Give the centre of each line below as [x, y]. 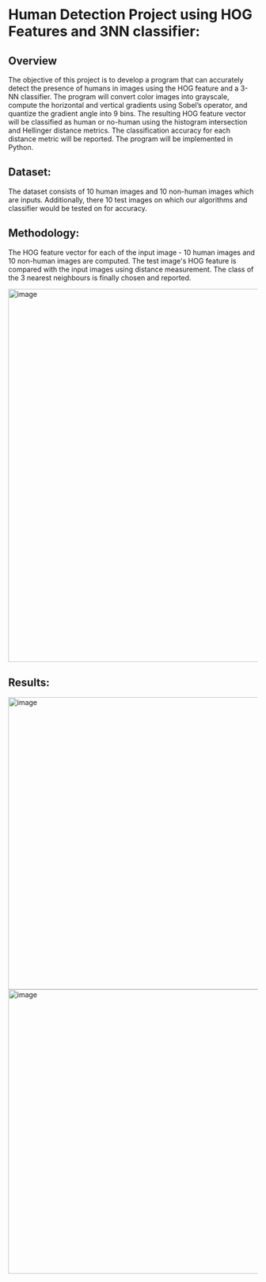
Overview [33, 61]
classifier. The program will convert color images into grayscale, [125, 96]
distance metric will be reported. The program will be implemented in [121, 139]
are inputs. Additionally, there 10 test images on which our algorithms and [128, 199]
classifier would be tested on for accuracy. [78, 208]
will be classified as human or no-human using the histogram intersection [128, 122]
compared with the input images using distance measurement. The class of [131, 269]
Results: [29, 683]
